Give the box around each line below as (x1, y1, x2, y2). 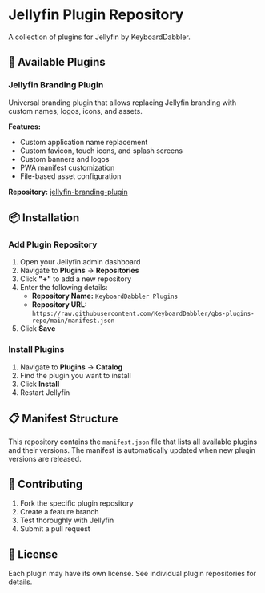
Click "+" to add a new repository (19, 274, 132, 284)
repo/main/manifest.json (31, 317, 115, 325)
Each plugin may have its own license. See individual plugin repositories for (8, 569, 257, 579)
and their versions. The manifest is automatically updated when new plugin (8, 446, 256, 455)
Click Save (19, 324, 56, 333)
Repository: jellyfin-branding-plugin (8, 187, 128, 196)
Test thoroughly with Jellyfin (19, 515, 114, 526)
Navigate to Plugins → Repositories (19, 266, 139, 276)
